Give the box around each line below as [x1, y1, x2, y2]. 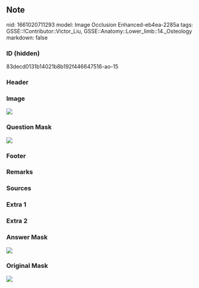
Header [6, 78, 29, 87]
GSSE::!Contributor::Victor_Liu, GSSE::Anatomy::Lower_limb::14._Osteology [6, 27, 192, 35]
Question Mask [6, 123, 52, 131]
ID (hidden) [6, 49, 41, 57]
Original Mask [6, 261, 48, 270]
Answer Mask [6, 233, 48, 242]
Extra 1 [6, 201, 27, 209]
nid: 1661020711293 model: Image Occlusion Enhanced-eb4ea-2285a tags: [6, 21, 194, 28]
